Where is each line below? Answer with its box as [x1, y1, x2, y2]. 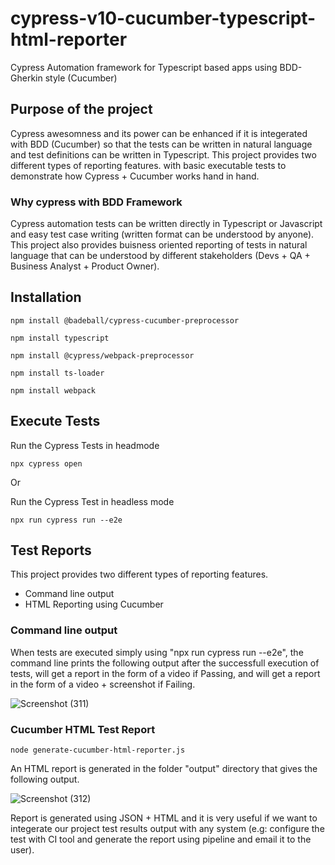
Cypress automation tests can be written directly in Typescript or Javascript [10, 218, 323, 230]
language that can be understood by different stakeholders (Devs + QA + [10, 250, 311, 262]
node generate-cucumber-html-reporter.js [10, 745, 186, 756]
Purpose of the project [10, 101, 153, 118]
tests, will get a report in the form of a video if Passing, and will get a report [10, 667, 321, 679]
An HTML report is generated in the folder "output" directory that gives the [10, 763, 318, 775]
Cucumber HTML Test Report [10, 722, 156, 736]
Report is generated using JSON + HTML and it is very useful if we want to [10, 812, 318, 824]
